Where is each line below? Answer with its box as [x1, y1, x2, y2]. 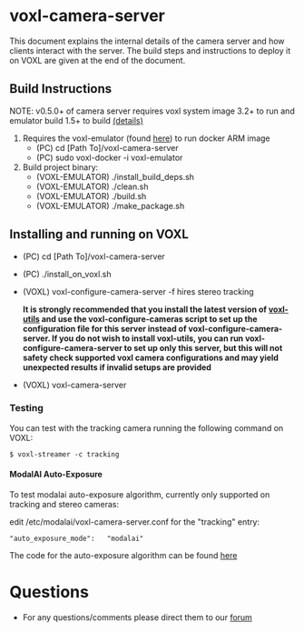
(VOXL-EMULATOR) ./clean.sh [35, 181, 149, 192]
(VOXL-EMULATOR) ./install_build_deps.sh [35, 171, 195, 182]
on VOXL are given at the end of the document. [9, 55, 186, 65]
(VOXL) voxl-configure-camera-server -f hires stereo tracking [22, 286, 254, 296]
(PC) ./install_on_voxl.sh [22, 268, 112, 279]
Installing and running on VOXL [9, 226, 189, 242]
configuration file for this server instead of [22, 323, 188, 334]
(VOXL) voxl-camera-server [22, 379, 127, 390]
